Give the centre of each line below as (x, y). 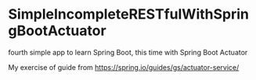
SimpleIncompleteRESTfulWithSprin (128, 14)
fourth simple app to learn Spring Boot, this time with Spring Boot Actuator (128, 52)
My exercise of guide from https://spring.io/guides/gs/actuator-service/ (124, 67)
